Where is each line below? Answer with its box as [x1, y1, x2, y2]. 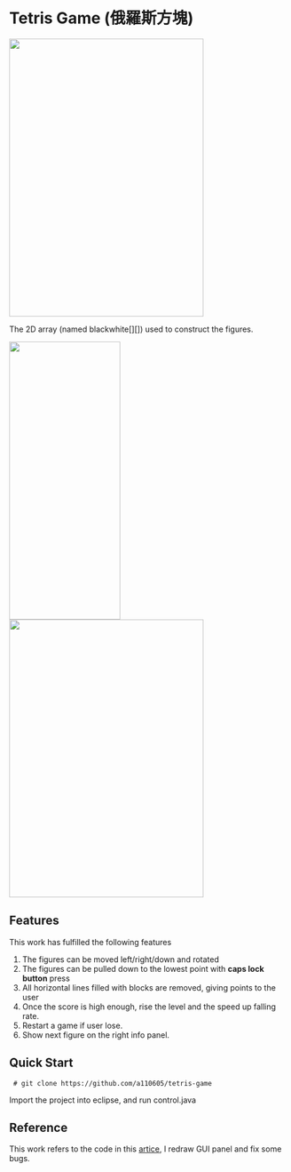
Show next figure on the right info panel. [21, 1029, 170, 1040]
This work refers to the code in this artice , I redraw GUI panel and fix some [9, 1144, 282, 1154]
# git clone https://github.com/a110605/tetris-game [12, 1079, 213, 1088]
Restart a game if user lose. [21, 1020, 123, 1031]
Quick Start [9, 1056, 74, 1071]
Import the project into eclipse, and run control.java [9, 1095, 197, 1105]
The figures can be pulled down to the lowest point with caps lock [21, 963, 264, 974]
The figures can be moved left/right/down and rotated [21, 953, 220, 965]
